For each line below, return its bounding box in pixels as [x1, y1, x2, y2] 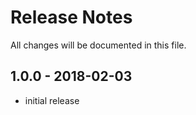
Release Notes [10, 6, 133, 29]
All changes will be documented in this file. [10, 39, 187, 51]
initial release [24, 94, 80, 106]
